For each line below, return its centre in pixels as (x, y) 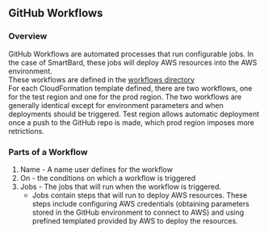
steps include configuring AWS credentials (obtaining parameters (141, 203)
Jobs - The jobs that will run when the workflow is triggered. (121, 186)
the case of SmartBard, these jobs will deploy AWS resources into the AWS (133, 62)
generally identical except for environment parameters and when (116, 105)
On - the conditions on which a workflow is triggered (108, 178)
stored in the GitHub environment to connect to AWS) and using (138, 212)
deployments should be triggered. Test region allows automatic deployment (134, 114)
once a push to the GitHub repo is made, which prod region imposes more (132, 122)
